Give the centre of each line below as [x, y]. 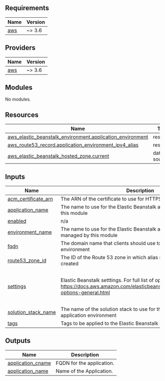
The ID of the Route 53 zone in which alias [110, 257]
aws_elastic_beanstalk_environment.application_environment [78, 137]
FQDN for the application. [85, 363]
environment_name [30, 232]
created [69, 264]
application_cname [29, 363]
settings [17, 286]
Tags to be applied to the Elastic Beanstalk [110, 323]
